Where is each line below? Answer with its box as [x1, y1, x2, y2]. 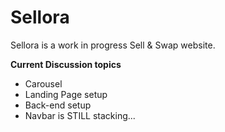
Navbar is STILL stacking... [24, 109, 136, 121]
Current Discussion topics [10, 58, 122, 70]
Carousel [24, 77, 63, 90]
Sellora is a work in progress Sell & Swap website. [10, 39, 216, 51]
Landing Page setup [24, 88, 108, 100]
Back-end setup [24, 99, 92, 111]
